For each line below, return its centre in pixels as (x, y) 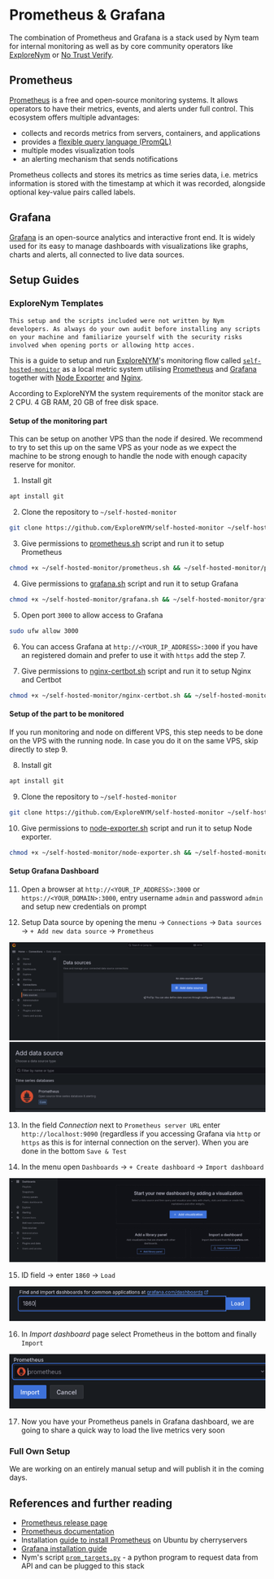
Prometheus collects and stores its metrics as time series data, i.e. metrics (134, 174)
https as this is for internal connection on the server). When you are (135, 1142)
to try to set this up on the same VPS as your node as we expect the (123, 447)
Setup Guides (44, 279)
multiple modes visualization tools (78, 150)
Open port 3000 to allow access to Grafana (92, 615)
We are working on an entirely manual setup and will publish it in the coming (137, 1469)
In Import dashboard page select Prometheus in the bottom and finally (139, 1334)
